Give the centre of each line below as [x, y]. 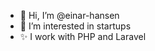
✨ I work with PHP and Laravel [83, 36]
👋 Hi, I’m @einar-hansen [69, 15]
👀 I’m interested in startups [75, 26]
